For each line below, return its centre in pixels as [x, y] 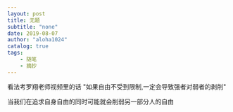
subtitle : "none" [33, 27]
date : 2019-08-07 [33, 33]
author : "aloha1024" [38, 40]
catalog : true [28, 46]
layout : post [26, 14]
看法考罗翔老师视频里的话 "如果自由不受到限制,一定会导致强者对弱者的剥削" [117, 86]
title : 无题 [24, 20]
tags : [15, 53]
